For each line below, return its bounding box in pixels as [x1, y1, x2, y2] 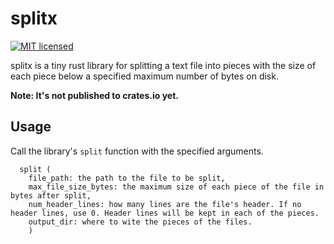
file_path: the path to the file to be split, [28, 173, 226, 183]
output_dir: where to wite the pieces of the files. [28, 217, 253, 227]
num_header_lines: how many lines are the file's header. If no [28, 199, 302, 209]
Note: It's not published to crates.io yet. [10, 89, 179, 101]
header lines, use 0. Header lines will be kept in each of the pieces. [10, 208, 320, 218]
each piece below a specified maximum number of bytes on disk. [10, 70, 279, 82]
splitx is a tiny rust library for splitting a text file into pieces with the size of [10, 59, 317, 71]
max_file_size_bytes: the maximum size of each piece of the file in [28, 182, 325, 192]
